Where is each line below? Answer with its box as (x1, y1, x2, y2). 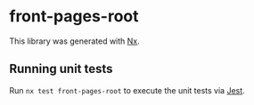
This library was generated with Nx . (9, 36, 140, 46)
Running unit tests (9, 61, 113, 77)
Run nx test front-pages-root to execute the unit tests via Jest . (9, 85, 245, 95)
